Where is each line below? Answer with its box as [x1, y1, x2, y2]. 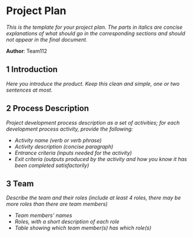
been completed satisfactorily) [14, 162, 89, 169]
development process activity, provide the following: [6, 125, 134, 132]
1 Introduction [6, 65, 58, 75]
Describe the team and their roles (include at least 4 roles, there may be [6, 194, 181, 201]
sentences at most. [6, 86, 53, 94]
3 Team [6, 178, 34, 189]
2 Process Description [6, 104, 89, 114]
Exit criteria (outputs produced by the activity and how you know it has [14, 155, 187, 162]
